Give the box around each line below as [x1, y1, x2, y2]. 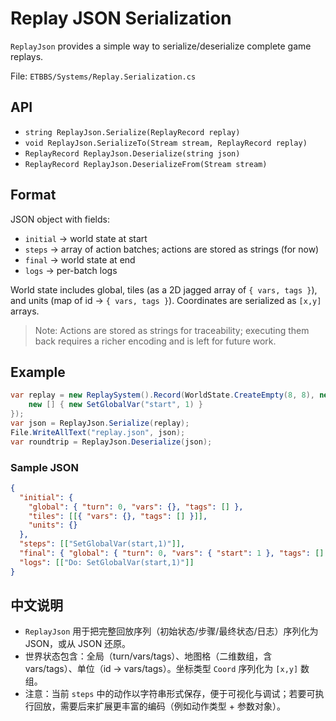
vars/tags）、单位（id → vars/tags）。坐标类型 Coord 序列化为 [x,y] [24, 663, 299, 675]
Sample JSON [10, 460, 79, 474]
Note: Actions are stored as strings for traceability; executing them [34, 324, 310, 336]
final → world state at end [24, 253, 136, 266]
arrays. [10, 305, 40, 317]
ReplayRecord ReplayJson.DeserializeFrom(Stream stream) [24, 159, 268, 169]
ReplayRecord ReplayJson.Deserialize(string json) [24, 148, 241, 159]
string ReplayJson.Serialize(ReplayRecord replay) [24, 127, 241, 137]
